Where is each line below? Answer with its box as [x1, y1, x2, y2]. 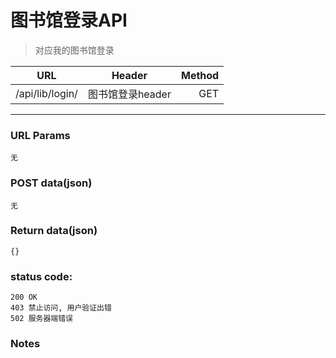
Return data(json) [10, 224, 98, 238]
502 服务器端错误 [10, 314, 73, 324]
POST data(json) [10, 176, 93, 190]
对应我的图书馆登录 [34, 44, 115, 56]
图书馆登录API [10, 9, 128, 32]
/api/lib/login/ [15, 86, 78, 100]
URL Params [10, 128, 71, 142]
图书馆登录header [87, 87, 172, 101]
